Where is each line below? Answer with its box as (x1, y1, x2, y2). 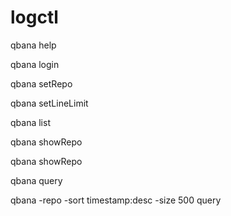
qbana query (10, 174, 63, 186)
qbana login (10, 58, 60, 70)
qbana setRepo (10, 77, 73, 90)
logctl (10, 6, 59, 29)
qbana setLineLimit (10, 97, 89, 109)
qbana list (10, 116, 51, 128)
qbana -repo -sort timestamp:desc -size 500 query (10, 194, 222, 206)
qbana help (10, 39, 57, 51)
